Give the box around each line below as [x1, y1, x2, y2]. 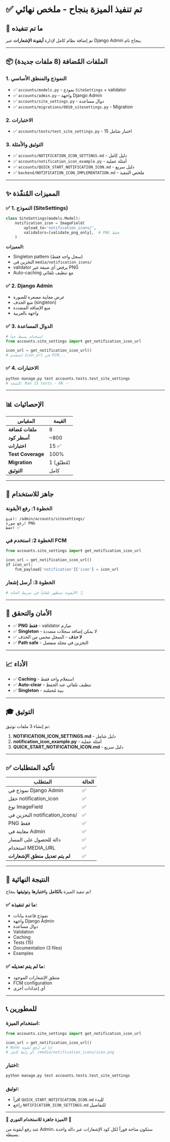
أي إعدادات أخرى [13, 985, 45, 991]
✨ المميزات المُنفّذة [6, 189, 60, 198]
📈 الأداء [6, 660, 28, 668]
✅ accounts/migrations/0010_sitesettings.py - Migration [13, 104, 133, 110]
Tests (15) [13, 939, 34, 946]
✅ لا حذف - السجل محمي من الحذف [13, 633, 82, 640]
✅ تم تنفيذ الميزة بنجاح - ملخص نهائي [6, 4, 143, 15]
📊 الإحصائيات [6, 400, 44, 408]
